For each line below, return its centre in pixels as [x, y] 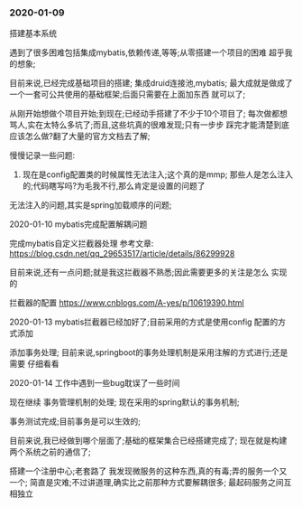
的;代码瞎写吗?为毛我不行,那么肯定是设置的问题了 [114, 186]
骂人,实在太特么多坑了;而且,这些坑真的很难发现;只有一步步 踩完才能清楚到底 [150, 125]
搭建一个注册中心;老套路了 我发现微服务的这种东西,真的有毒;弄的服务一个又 [148, 471]
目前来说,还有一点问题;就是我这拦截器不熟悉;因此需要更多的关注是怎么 [139, 272]
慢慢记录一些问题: [42, 155]
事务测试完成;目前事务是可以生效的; [75, 421]
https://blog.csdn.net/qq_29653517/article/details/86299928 [122, 254]
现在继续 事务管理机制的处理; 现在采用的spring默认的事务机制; [124, 402]
